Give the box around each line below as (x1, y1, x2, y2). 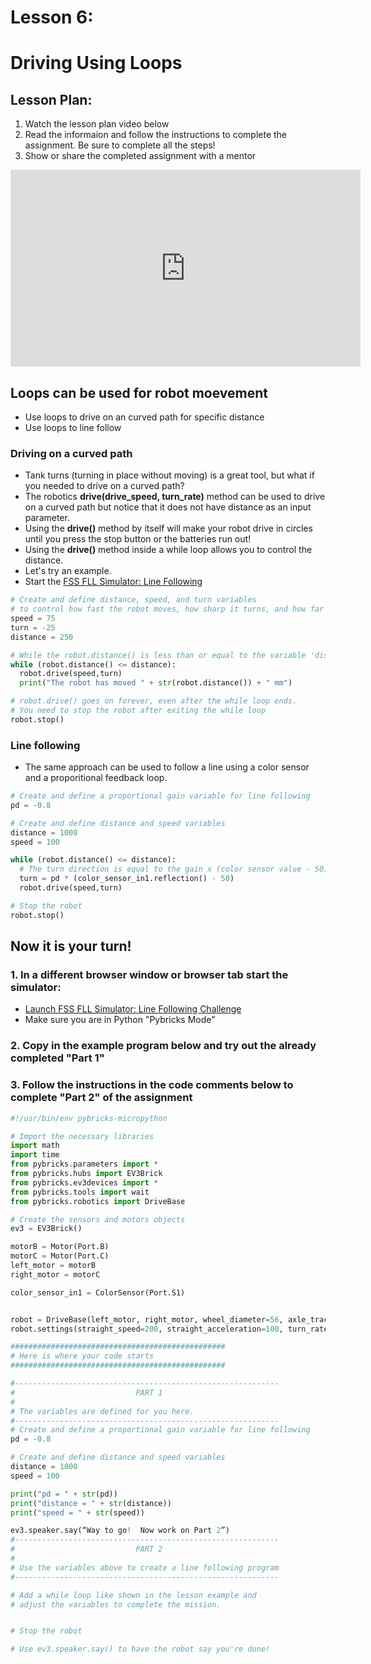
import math (10, 1141, 60, 1151)
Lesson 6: (10, 6, 94, 29)
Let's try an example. (24, 565, 112, 577)
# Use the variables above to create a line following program (10, 1562, 280, 1573)
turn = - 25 (10, 622, 56, 633)
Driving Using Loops (10, 52, 183, 75)
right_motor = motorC (10, 1269, 101, 1280)
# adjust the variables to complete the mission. (10, 1599, 222, 1610)
